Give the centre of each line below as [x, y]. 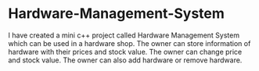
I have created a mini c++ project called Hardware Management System [124, 35]
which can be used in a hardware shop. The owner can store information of [129, 43]
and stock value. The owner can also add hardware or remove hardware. [125, 60]
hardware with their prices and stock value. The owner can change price [125, 51]
